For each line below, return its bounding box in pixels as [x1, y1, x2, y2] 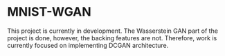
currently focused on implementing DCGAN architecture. [7, 41, 169, 49]
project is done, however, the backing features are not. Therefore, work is [7, 33, 217, 42]
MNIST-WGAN [7, 4, 91, 20]
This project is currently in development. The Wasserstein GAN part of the [7, 27, 218, 35]
